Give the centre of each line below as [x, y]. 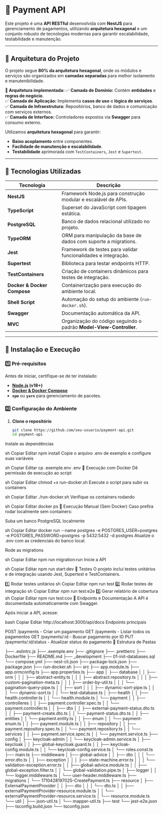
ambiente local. [79, 291]
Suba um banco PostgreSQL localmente [45, 521]
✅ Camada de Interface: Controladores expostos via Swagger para [73, 117]
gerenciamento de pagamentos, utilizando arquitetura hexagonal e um [76, 28]
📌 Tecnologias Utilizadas [43, 171]
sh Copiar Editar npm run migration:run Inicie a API [56, 560]
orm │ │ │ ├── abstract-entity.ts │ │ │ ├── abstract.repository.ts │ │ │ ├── [81, 677]
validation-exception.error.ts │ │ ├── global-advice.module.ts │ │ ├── [76, 765]
